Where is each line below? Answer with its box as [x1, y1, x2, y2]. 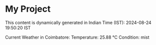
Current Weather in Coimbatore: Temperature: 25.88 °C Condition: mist [5, 34, 150, 40]
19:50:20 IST [5, 24, 31, 30]
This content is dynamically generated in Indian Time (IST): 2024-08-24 [5, 20, 152, 25]
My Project [5, 3, 51, 15]
